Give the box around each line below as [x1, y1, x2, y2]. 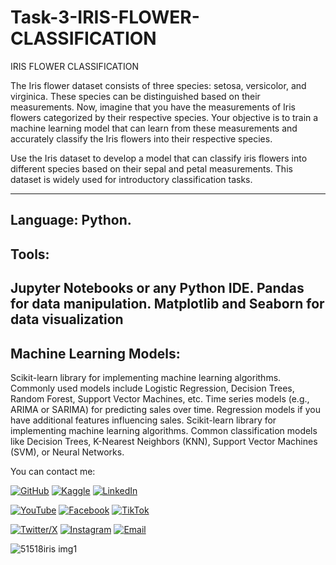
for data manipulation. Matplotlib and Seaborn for [10, 296, 325, 313]
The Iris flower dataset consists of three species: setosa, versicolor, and [10, 79, 307, 91]
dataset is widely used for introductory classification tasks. [10, 173, 253, 185]
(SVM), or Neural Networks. [10, 446, 125, 458]
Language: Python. [10, 212, 132, 229]
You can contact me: [10, 465, 96, 477]
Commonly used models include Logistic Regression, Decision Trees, [10, 382, 295, 394]
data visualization [10, 311, 124, 328]
